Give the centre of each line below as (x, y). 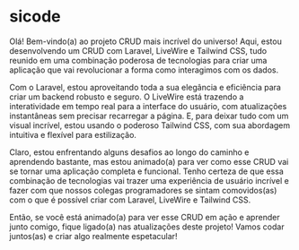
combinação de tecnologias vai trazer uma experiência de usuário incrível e (149, 180)
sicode (35, 17)
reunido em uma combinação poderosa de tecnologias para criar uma (138, 60)
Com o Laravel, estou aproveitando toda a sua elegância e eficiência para (145, 87)
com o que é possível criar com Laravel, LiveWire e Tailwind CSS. (130, 200)
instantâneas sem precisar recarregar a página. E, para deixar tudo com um (149, 116)
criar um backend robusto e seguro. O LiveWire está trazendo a (127, 97)
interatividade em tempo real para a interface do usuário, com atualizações (148, 106)
